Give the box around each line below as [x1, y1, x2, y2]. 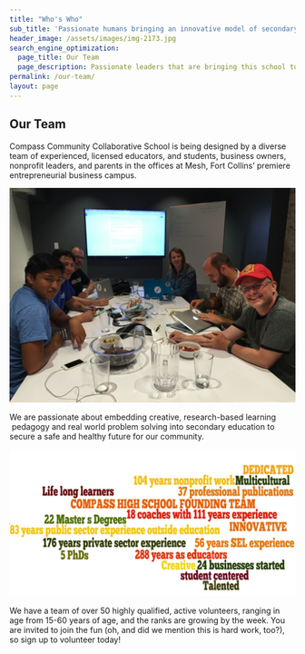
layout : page [9, 82, 59, 91]
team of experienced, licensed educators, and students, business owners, [9, 150, 287, 161]
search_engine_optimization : [9, 44, 120, 53]
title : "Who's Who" [9, 15, 84, 24]
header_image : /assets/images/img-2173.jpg [9, 34, 177, 43]
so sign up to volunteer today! [9, 634, 121, 645]
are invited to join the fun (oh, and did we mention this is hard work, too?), [9, 624, 286, 635]
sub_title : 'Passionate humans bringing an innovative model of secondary [9, 24, 299, 34]
